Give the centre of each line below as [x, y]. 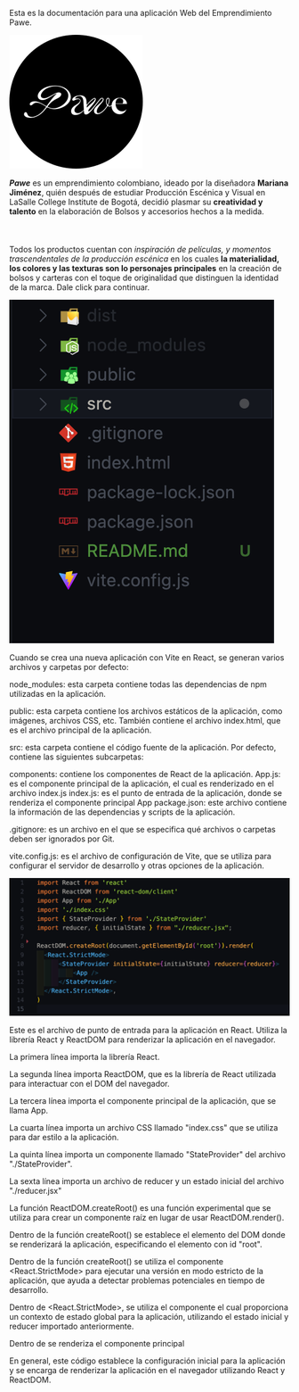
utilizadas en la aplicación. [58, 694]
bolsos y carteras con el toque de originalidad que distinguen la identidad [144, 278]
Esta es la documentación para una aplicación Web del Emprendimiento [141, 13]
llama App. [29, 1111]
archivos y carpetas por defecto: [69, 667]
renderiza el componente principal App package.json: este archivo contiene [148, 803]
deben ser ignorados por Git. [62, 839]
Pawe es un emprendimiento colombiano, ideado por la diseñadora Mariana [149, 183]
